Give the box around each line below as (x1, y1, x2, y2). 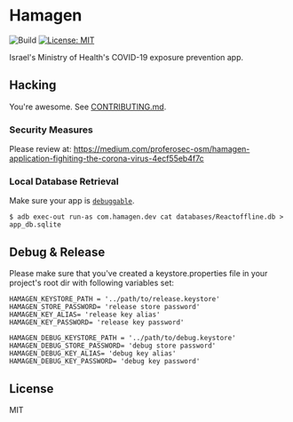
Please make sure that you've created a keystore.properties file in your (9, 268, 268, 279)
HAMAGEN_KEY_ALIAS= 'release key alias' (9, 310, 162, 320)
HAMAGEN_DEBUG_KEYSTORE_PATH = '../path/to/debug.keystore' (9, 334, 237, 343)
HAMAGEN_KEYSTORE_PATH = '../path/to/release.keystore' (9, 295, 220, 304)
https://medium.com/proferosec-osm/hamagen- (73, 144, 250, 155)
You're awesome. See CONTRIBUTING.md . (9, 101, 167, 112)
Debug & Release (9, 244, 106, 259)
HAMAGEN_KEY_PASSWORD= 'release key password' (9, 318, 185, 327)
